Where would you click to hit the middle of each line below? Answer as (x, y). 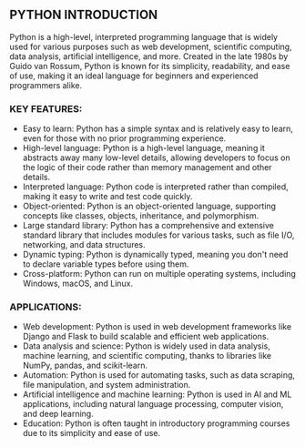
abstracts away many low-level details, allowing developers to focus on (157, 157)
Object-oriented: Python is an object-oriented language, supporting (149, 206)
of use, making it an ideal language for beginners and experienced (134, 76)
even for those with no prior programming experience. (124, 138)
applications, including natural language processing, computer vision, (153, 404)
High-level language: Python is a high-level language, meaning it (144, 148)
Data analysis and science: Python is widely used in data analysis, (147, 346)
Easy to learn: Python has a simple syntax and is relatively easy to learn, (158, 129)
